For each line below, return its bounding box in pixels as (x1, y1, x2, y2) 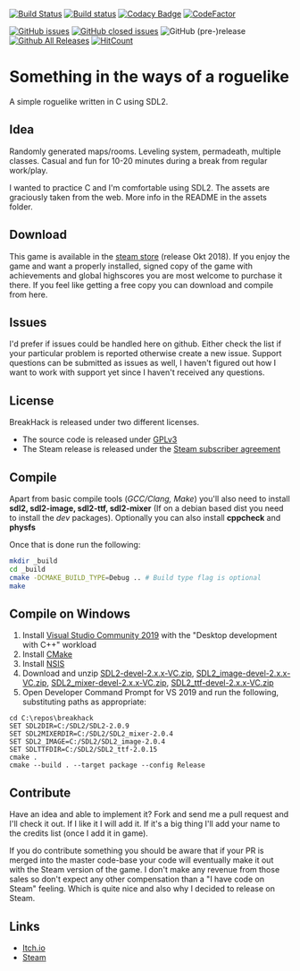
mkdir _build (9, 557, 58, 566)
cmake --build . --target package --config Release (9, 761, 205, 770)
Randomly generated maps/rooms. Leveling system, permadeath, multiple (9, 146, 281, 157)
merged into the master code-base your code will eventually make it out (9, 855, 274, 865)
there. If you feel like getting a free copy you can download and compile (9, 279, 274, 290)
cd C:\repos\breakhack (9, 714, 94, 723)
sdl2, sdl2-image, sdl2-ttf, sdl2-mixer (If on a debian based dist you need (9, 503, 284, 514)
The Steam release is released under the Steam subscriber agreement (21, 444, 281, 455)
